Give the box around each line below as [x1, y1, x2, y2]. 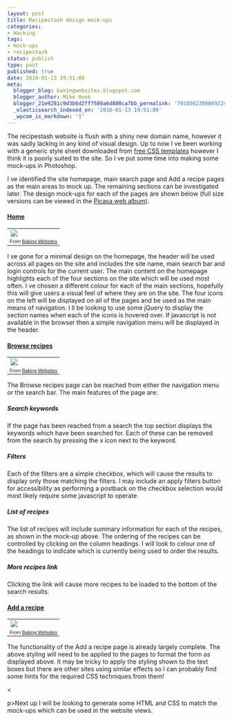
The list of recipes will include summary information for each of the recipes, [7, 525, 223, 533]
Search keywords [7, 404, 59, 412]
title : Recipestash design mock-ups [7, 17, 113, 24]
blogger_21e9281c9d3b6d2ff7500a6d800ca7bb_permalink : [13, 100, 171, 107]
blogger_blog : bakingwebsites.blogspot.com [13, 87, 140, 94]
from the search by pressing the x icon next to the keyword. [7, 436, 177, 444]
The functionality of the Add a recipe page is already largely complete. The [7, 643, 221, 651]
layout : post [7, 10, 45, 17]
